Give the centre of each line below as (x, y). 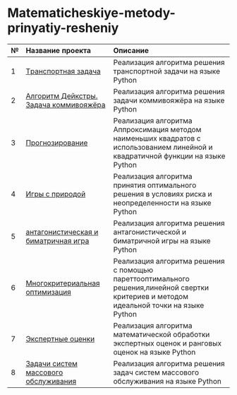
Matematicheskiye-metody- (92, 13)
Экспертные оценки (60, 338)
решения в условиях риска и (163, 194)
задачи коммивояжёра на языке (169, 100)
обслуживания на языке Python (168, 381)
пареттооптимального (152, 278)
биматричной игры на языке (162, 240)
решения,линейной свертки (161, 288)
